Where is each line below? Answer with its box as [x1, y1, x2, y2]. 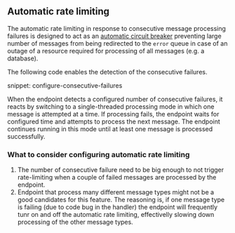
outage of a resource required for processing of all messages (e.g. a [7, 46, 205, 55]
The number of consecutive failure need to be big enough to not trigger [17, 166, 224, 174]
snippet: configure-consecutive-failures [7, 81, 123, 90]
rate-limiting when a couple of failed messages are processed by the [17, 173, 217, 182]
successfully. [7, 132, 46, 140]
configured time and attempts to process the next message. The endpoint [7, 117, 221, 126]
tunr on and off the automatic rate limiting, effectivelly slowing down [17, 211, 215, 219]
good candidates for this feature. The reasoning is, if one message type [17, 196, 225, 204]
